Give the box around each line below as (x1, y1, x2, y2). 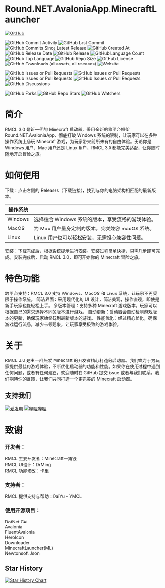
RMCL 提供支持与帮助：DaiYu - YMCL (5, 493, 82, 499)
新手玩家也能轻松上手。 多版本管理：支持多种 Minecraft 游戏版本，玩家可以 (5, 302, 157, 308)
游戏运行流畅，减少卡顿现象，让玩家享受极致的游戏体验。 (5, 321, 121, 327)
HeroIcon (5, 534, 24, 540)
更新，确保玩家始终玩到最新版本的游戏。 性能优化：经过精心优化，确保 (13, 315, 157, 321)
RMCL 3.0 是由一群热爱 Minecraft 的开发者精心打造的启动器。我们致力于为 (5, 357, 156, 363)
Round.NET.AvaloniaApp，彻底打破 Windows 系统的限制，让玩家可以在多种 (5, 132, 158, 138)
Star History (5, 564, 43, 572)
